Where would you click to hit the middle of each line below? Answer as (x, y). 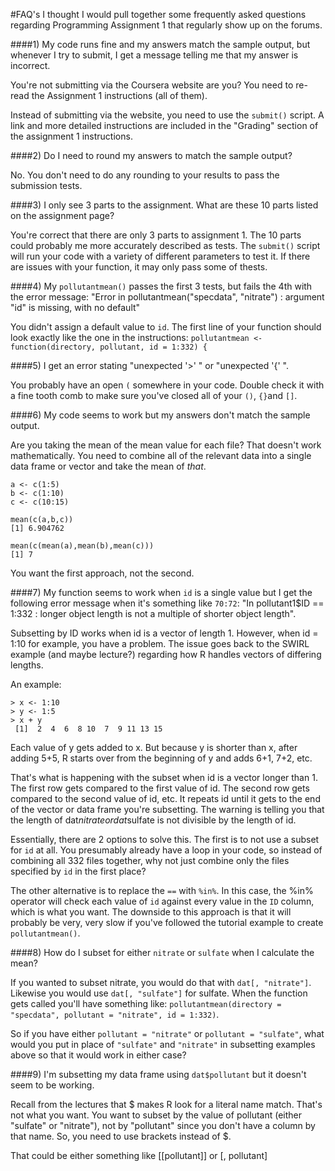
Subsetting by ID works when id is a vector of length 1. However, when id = (164, 633)
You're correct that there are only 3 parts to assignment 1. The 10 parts (156, 235)
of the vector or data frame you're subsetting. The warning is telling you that (167, 809)
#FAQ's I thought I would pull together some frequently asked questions (158, 14)
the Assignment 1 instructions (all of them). (119, 95)
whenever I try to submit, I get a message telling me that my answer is (154, 55)
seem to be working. (52, 1085)
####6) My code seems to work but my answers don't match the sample (160, 415)
